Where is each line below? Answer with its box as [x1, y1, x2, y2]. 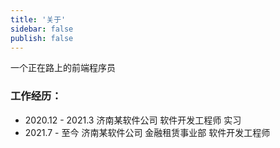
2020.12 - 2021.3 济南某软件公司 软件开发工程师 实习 [24, 114, 242, 126]
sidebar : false [10, 24, 74, 34]
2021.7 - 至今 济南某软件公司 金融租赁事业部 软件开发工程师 [24, 126, 271, 138]
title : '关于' [10, 14, 67, 25]
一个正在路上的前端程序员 [10, 62, 116, 74]
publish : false [10, 33, 74, 43]
